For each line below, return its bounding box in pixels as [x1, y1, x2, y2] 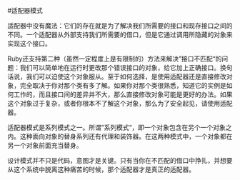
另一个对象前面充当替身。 [7, 141, 83, 149]
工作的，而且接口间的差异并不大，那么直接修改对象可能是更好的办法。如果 [13, 90, 233, 99]
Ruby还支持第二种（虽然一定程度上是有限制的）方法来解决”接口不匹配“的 [7, 54, 222, 63]
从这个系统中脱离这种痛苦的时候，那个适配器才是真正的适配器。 [7, 165, 195, 174]
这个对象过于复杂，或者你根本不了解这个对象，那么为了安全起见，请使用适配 [7, 99, 233, 107]
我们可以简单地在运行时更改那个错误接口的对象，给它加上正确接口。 [19, 64, 220, 71]
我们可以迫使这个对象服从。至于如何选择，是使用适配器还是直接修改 [26, 72, 226, 81]
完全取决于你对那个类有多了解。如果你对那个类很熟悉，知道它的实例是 [19, 81, 226, 89]
